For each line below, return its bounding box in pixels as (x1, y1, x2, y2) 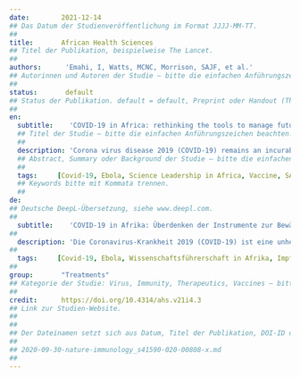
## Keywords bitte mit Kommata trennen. (17, 180, 170, 188)
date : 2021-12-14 (9, 13, 102, 22)
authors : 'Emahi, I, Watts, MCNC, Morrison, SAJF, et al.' (9, 63, 254, 72)
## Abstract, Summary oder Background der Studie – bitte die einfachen (17, 154, 294, 163)
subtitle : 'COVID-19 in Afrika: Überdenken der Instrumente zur (17, 221, 274, 230)
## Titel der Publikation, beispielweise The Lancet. (9, 46, 214, 55)
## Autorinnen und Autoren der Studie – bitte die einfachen (9, 71, 242, 80)
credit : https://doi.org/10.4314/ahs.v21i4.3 (9, 296, 202, 305)
